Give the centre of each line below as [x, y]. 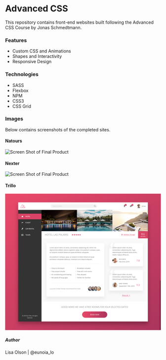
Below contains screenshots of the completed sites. [58, 129]
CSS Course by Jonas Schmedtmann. [43, 27]
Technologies [22, 75]
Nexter [12, 163]
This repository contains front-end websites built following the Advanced [80, 22]
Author [13, 340]
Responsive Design [32, 62]
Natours [14, 141]
